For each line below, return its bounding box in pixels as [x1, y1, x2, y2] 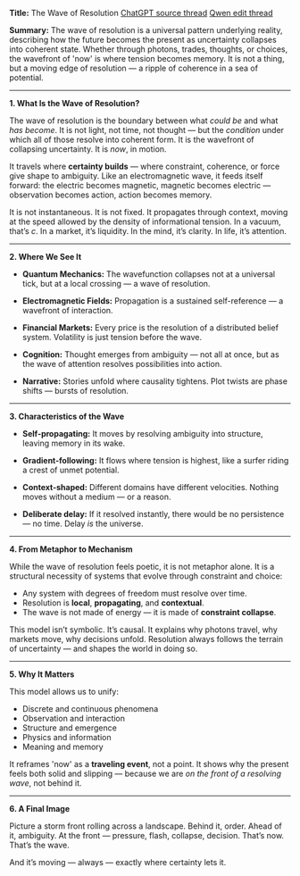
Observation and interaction [21, 713, 126, 723]
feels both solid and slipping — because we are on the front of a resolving [9, 768, 282, 779]
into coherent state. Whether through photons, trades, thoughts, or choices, [9, 44, 288, 54]
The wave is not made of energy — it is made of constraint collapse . [21, 607, 277, 617]
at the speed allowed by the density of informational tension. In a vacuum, [9, 216, 281, 227]
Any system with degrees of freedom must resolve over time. [21, 588, 247, 598]
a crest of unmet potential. [21, 464, 120, 475]
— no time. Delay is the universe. [21, 518, 145, 529]
